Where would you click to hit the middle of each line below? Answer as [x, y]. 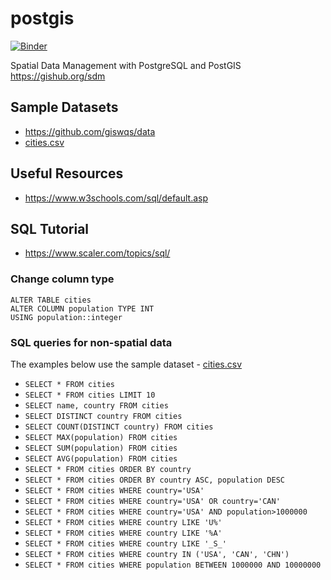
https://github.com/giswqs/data [90, 131]
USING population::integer [66, 317]
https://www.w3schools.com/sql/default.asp [116, 198]
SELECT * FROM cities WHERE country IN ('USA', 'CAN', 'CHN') [157, 554]
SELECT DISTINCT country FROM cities [103, 416]
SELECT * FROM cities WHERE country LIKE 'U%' [123, 522]
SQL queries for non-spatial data [91, 342]
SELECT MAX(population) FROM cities [101, 437]
